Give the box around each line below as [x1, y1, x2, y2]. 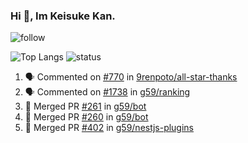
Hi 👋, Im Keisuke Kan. [10, 9, 116, 23]
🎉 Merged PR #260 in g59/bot [24, 111, 149, 123]
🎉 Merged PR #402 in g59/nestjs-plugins [24, 122, 195, 134]
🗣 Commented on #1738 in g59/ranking [24, 86, 191, 98]
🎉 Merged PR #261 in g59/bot [24, 100, 147, 113]
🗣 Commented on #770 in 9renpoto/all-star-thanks [24, 71, 238, 83]
